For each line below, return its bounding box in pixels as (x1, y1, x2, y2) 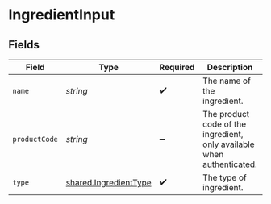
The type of (202, 172, 248, 183)
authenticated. (202, 159, 258, 170)
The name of (202, 75, 252, 86)
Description (206, 62, 253, 73)
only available (202, 139, 255, 150)
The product (202, 109, 250, 119)
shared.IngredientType (65, 177, 152, 188)
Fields (8, 38, 40, 52)
